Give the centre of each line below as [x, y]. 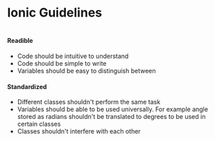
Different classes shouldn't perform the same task [89, 102]
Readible [20, 41]
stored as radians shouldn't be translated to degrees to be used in [111, 117]
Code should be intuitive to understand [73, 56]
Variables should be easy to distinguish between [86, 70]
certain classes [39, 124]
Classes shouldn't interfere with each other [79, 131]
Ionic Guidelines [55, 13]
